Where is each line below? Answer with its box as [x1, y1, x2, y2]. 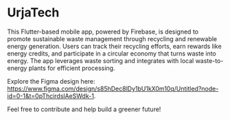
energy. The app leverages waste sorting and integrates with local [7, 56, 194, 64]
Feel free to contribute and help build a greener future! [7, 105, 161, 113]
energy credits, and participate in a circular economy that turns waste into [7, 49, 216, 58]
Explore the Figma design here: [7, 77, 95, 85]
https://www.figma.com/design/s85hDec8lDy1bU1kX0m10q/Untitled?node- [7, 84, 219, 93]
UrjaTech [7, 5, 60, 21]
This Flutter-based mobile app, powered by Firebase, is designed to [7, 27, 199, 36]
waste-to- [195, 56, 224, 64]
